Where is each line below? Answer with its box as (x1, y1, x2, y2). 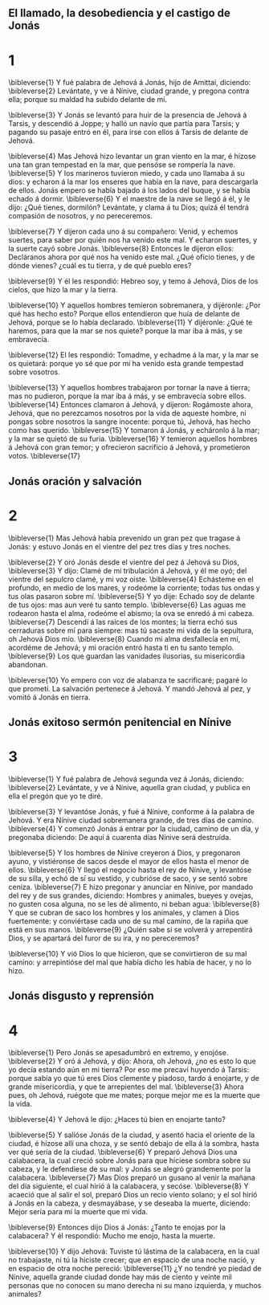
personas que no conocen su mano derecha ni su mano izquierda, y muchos (8, 1281, 262, 1291)
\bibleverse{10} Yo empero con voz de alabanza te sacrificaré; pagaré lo (8, 675, 247, 685)
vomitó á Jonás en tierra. (8, 692, 91, 702)
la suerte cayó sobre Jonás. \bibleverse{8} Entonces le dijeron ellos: (8, 244, 234, 254)
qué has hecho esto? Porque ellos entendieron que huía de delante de (8, 309, 240, 319)
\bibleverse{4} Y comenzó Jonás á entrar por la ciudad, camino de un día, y (8, 823, 259, 834)
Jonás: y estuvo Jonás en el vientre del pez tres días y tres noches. (8, 541, 231, 551)
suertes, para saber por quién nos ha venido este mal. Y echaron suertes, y (8, 235, 258, 245)
